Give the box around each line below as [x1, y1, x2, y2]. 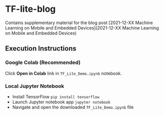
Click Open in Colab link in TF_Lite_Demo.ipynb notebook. [5, 70, 122, 76]
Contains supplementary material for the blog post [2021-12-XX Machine [5, 20, 153, 26]
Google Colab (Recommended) [5, 59, 81, 66]
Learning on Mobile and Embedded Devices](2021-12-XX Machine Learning [5, 25, 159, 30]
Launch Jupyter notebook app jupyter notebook [12, 99, 111, 105]
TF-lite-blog [5, 3, 56, 15]
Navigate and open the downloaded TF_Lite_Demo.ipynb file [12, 104, 134, 110]
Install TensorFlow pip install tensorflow [12, 93, 100, 99]
